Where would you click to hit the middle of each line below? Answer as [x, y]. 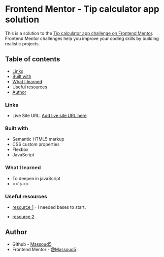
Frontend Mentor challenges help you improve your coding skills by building [82, 38]
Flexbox [20, 149]
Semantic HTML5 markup [38, 139]
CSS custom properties [36, 145]
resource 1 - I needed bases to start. [49, 207]
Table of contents [33, 59]
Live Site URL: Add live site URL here [49, 116]
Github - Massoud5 [32, 244]
